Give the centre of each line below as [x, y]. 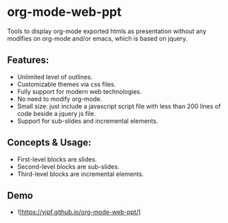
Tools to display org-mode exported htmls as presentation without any [107, 31]
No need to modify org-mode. [60, 99]
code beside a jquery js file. [56, 113]
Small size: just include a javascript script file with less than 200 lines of [119, 106]
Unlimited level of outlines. [55, 77]
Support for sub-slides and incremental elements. [87, 121]
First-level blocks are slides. [57, 159]
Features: [28, 60]
